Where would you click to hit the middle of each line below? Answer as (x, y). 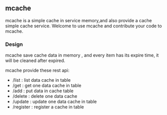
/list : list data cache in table (41, 80)
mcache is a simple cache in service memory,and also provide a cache (78, 20)
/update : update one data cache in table (55, 102)
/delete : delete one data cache (45, 96)
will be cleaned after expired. (35, 61)
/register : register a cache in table (48, 107)
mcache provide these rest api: (37, 71)
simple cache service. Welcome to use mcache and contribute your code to (83, 26)
